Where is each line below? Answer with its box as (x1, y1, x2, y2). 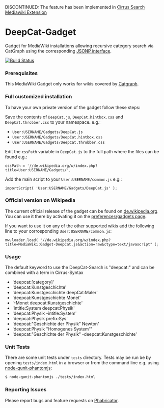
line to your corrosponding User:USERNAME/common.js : (5, 228, 112, 234)
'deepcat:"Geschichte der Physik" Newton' (12, 321, 99, 327)
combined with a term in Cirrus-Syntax (5, 270, 83, 275)
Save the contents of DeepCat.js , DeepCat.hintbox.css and (5, 114, 124, 120)
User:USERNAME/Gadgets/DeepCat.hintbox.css (12, 135, 103, 139)
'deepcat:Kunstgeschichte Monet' (12, 295, 81, 301)
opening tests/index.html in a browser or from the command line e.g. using (5, 360, 159, 366)
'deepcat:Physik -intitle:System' (12, 310, 77, 316)
